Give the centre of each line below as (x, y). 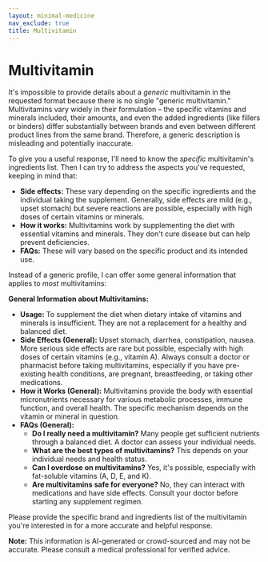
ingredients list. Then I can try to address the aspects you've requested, (127, 167)
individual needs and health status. (89, 459)
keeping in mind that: (43, 176)
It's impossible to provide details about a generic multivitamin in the (120, 92)
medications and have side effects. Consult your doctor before (135, 493)
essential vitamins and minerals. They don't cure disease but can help (135, 234)
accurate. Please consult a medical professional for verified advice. (119, 550)
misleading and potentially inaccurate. (71, 143)
